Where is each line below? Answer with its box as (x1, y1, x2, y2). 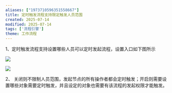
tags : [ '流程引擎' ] (5, 27, 44, 32)
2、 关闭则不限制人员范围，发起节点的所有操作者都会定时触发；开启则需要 (5, 76, 163, 82)
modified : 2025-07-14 (5, 21, 52, 27)
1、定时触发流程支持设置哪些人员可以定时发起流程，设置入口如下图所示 (5, 46, 156, 52)
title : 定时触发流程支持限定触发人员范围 (5, 12, 83, 17)
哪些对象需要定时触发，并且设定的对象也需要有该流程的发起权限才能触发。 (9, 82, 167, 88)
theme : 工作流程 (5, 31, 37, 36)
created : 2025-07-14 (5, 17, 50, 22)
